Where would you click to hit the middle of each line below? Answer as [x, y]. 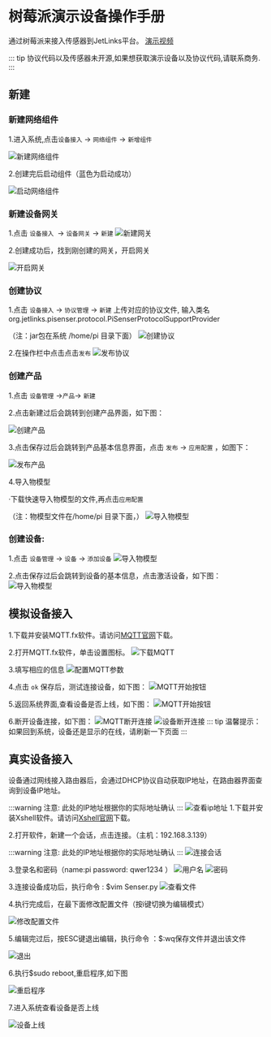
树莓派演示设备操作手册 [87, 17]
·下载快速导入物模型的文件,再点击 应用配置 [76, 499]
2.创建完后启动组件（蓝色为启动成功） [72, 173]
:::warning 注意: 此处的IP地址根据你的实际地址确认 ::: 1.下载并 [132, 808]
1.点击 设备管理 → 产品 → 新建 [52, 395]
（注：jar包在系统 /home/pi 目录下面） [72, 336]
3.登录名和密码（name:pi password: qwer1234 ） [90, 870]
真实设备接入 [41, 760]
